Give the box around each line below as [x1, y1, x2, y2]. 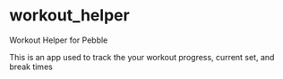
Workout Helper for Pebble [9, 35, 108, 45]
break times [9, 61, 54, 72]
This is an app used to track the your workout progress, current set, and [9, 51, 275, 62]
